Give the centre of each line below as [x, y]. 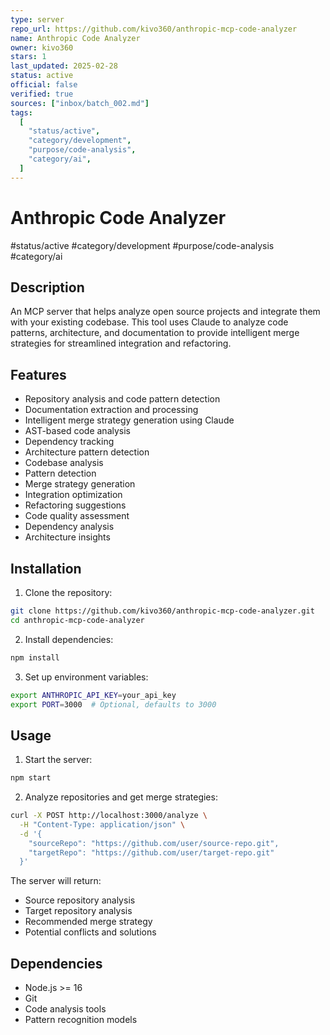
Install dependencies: [69, 639]
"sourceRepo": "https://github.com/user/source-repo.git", [154, 843]
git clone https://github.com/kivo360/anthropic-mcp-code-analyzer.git [162, 611]
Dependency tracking [69, 442]
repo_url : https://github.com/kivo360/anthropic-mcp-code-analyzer [154, 29]
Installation [46, 568]
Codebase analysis [64, 463]
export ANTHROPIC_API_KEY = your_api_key [93, 695]
